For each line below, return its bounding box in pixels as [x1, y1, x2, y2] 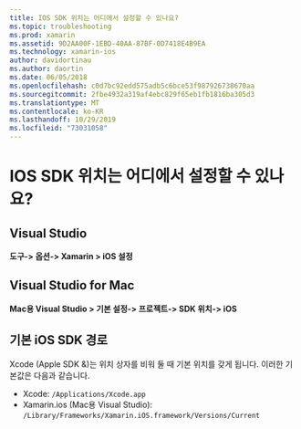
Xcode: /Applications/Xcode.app [22, 388, 146, 399]
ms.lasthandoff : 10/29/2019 [9, 115, 117, 124]
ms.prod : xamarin [9, 30, 76, 39]
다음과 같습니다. [33, 370, 90, 381]
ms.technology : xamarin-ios [9, 47, 117, 57]
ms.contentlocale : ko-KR [9, 107, 104, 116]
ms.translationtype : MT [9, 98, 100, 108]
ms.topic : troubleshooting [9, 22, 112, 31]
